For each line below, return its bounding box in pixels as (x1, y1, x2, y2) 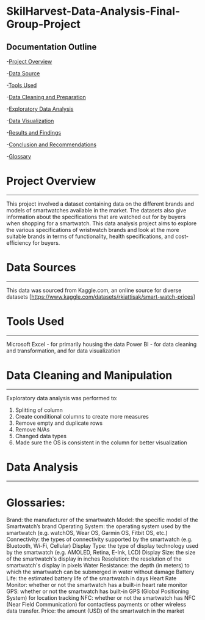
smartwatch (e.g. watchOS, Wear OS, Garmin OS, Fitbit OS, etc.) (6, 529, 168, 536)
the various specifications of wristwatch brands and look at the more (6, 226, 179, 233)
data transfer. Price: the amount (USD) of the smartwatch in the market (6, 607, 185, 614)
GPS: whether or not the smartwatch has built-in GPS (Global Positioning (6, 588, 189, 595)
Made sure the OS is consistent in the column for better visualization (15, 439, 187, 446)
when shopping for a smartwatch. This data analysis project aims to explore (6, 219, 197, 227)
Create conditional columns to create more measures (15, 413, 149, 420)
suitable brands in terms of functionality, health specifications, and (6, 233, 174, 240)
